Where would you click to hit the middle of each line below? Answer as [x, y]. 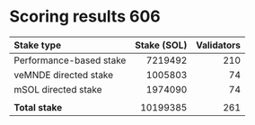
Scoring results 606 [85, 17]
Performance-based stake [70, 60]
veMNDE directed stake [64, 75]
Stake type [37, 45]
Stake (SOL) [161, 45]
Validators [218, 45]
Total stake [38, 107]
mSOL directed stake [58, 89]
